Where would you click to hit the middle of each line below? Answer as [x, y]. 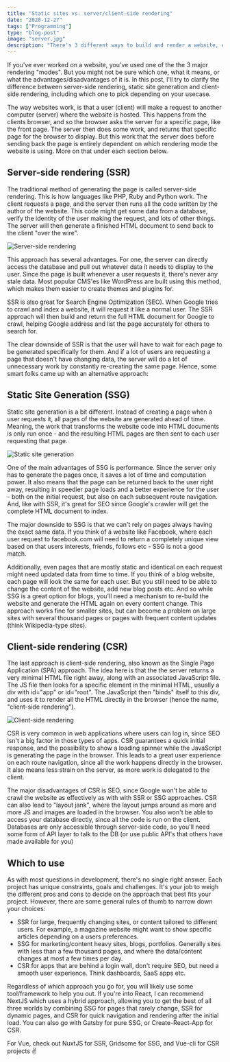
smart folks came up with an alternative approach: [78, 373]
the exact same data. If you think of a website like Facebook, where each [110, 532]
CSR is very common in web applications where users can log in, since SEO [114, 733]
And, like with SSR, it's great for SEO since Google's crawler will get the [108, 504]
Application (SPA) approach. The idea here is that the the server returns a [111, 670]
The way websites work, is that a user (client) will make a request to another [114, 107]
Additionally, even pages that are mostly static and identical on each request [115, 567]
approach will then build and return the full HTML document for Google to [111, 316]
